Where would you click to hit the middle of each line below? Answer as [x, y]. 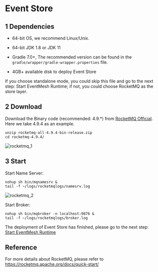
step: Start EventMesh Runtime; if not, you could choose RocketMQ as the [79, 86]
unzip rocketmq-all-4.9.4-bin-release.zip [49, 133]
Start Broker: [18, 205]
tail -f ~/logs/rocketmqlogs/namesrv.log [48, 186]
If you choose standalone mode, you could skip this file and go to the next [79, 81]
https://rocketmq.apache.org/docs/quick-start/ [52, 264]
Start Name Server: [24, 173]
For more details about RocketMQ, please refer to [54, 259]
